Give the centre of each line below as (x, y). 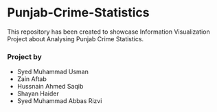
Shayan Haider (38, 93)
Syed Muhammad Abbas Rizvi (59, 101)
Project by (25, 56)
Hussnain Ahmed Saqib (50, 87)
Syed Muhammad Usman (53, 72)
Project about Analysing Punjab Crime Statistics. (76, 38)
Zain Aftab (32, 79)
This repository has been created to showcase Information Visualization (109, 32)
